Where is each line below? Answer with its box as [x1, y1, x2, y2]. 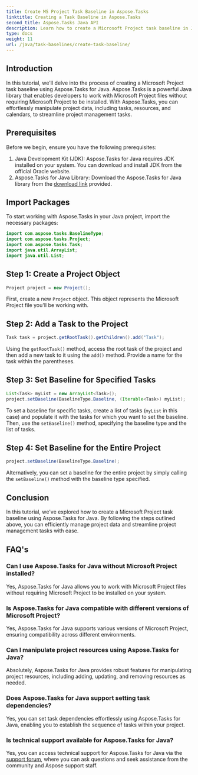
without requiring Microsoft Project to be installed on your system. [6, 589, 167, 596]
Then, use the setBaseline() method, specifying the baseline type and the [6, 419, 187, 427]
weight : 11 [6, 36, 33, 42]
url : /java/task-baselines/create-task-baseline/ [6, 42, 131, 48]
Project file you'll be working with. [6, 302, 89, 309]
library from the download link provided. [14, 180, 113, 187]
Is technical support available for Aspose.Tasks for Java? [6, 736, 174, 744]
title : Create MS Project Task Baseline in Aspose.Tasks [6, 8, 149, 15]
